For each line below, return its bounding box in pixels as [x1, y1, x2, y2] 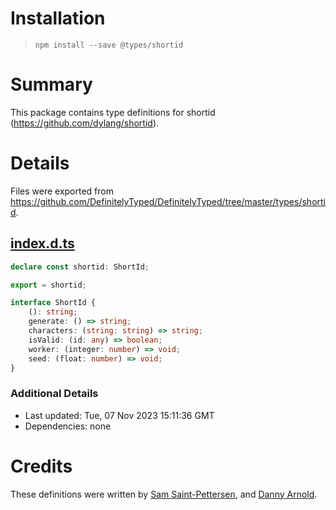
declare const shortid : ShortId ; [10, 262, 150, 272]
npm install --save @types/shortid [34, 40, 184, 50]
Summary [10, 73, 93, 96]
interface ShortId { [10, 298, 97, 308]
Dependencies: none [24, 420, 112, 432]
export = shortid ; [10, 280, 87, 290]
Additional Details [10, 387, 99, 401]
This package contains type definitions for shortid [10, 106, 216, 118]
